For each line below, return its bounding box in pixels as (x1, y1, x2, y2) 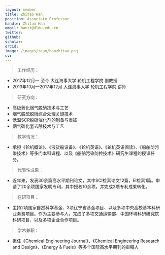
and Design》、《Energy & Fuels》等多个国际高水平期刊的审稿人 (12, 244, 139, 250)
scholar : (5, 39, 23, 44)
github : (5, 35, 21, 40)
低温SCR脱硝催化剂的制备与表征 (12, 117, 78, 123)
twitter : (5, 30, 23, 35)
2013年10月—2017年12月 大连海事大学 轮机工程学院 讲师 (12, 84, 127, 90)
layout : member (5, 7, 36, 12)
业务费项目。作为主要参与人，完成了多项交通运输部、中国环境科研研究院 (12, 211, 159, 217)
